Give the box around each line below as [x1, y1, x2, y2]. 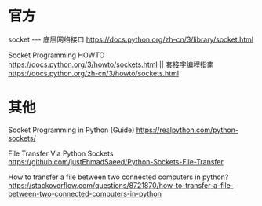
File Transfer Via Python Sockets [8, 149, 114, 158]
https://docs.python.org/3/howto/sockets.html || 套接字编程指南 [8, 60, 214, 69]
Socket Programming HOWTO [8, 50, 105, 60]
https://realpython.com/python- [136, 125, 239, 134]
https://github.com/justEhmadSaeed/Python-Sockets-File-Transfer [8, 156, 224, 166]
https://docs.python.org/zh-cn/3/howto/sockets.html [8, 68, 179, 78]
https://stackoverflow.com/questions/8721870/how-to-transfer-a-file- [8, 180, 234, 189]
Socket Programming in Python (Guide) [8, 125, 135, 134]
